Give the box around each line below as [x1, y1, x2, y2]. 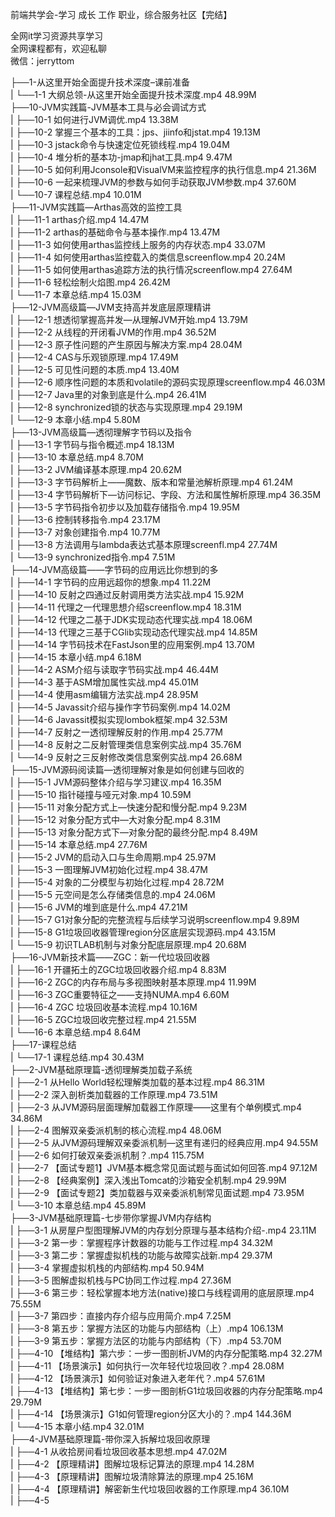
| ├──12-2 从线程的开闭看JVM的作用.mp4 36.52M [10, 326, 217, 338]
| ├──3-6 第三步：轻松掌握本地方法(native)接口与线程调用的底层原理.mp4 [10, 1287, 315, 1298]
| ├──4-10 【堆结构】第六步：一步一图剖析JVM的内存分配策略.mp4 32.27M [10, 1348, 323, 1359]
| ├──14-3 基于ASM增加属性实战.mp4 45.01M [10, 676, 199, 688]
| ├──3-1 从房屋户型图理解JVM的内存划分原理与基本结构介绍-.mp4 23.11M [10, 1224, 317, 1236]
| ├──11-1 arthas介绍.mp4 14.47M [10, 214, 150, 225]
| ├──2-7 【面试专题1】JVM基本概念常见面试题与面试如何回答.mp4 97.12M [10, 1162, 318, 1173]
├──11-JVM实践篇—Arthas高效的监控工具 [10, 201, 183, 213]
